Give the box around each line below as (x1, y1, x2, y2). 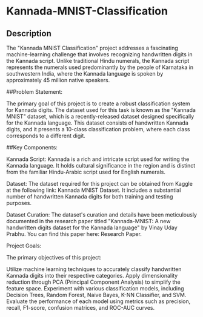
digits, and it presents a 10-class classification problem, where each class (6, 126, 190, 132)
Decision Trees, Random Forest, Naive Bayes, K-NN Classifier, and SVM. (6, 292, 187, 298)
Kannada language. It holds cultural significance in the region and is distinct (6, 162, 196, 169)
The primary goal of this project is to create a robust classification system (6, 100, 190, 107)
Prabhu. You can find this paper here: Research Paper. (6, 230, 142, 237)
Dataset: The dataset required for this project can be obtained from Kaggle (6, 180, 193, 187)
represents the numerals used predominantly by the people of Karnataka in (6, 64, 194, 71)
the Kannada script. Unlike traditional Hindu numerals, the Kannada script (6, 57, 190, 64)
